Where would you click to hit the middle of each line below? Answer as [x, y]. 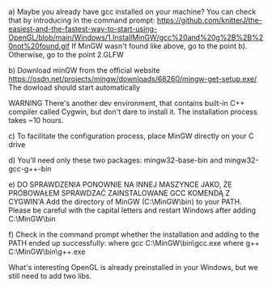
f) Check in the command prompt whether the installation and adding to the [134, 234]
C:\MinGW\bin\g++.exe [47, 251]
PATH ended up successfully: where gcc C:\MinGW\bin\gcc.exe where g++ [134, 243]
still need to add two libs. [50, 276]
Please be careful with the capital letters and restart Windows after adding [132, 210]
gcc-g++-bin [30, 169]
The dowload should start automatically [74, 87]
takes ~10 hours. [36, 120]
